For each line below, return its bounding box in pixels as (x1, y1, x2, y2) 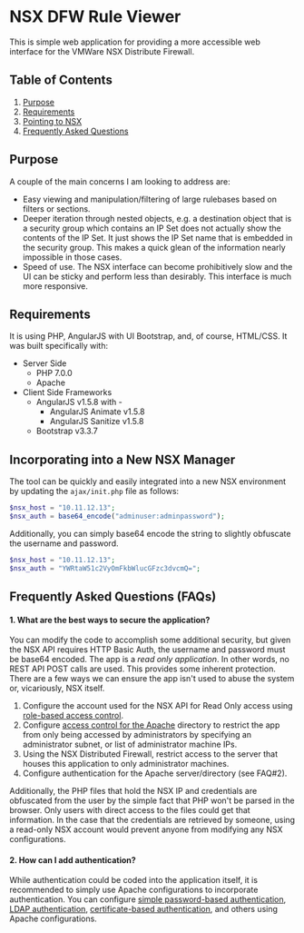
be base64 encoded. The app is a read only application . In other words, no (9, 654, 290, 665)
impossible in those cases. (22, 252, 123, 263)
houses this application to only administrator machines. (22, 759, 230, 769)
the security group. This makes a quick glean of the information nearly (22, 242, 286, 253)
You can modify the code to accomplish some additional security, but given (9, 634, 291, 646)
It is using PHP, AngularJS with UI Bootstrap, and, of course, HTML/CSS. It (9, 331, 288, 342)
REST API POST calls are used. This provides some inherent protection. (9, 663, 277, 674)
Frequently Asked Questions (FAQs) (9, 589, 217, 605)
